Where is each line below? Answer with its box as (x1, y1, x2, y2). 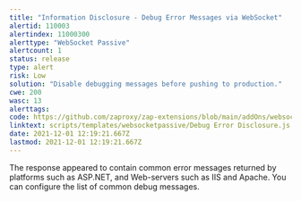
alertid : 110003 (9, 21, 70, 30)
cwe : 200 (9, 88, 42, 96)
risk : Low (9, 71, 47, 80)
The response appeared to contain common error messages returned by (9, 162, 277, 172)
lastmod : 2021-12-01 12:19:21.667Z (9, 138, 142, 147)
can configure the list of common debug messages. (9, 180, 200, 192)
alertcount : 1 (9, 46, 63, 55)
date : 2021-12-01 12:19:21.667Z (9, 130, 130, 138)
